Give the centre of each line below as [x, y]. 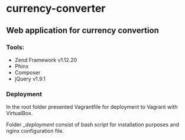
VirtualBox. [20, 113]
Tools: [15, 47]
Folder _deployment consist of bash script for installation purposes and [92, 125]
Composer [27, 72]
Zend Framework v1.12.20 [46, 60]
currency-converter [56, 9]
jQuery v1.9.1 [30, 79]
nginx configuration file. [35, 131]
